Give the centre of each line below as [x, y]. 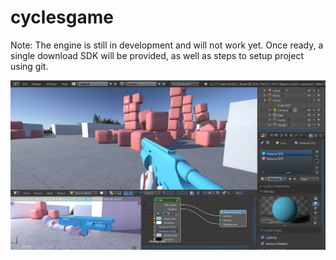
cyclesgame [62, 17]
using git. [29, 66]
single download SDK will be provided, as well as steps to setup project [157, 55]
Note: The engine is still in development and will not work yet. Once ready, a [167, 45]
